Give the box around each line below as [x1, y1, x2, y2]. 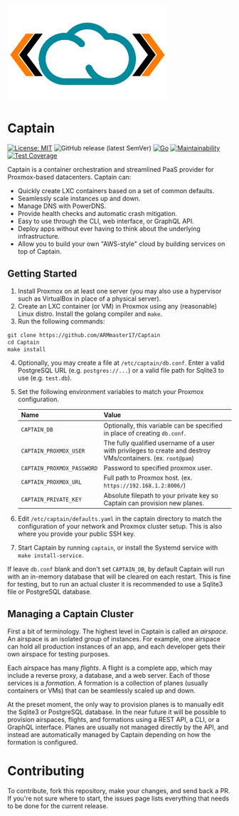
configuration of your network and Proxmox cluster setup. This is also [17, 522, 223, 530]
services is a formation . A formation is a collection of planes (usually [7, 678, 208, 687]
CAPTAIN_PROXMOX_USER [21, 448, 85, 455]
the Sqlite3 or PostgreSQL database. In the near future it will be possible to [7, 708, 226, 716]
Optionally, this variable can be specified [103, 421, 223, 430]
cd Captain [7, 339, 40, 346]
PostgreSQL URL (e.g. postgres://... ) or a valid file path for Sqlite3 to [17, 366, 225, 374]
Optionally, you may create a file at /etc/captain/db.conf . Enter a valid [17, 358, 225, 367]
